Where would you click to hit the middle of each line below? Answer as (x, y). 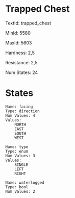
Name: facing (19, 107)
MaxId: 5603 (19, 43)
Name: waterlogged (25, 182)
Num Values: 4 (20, 115)
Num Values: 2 (20, 191)
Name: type (17, 147)
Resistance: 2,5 (21, 62)
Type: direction (22, 111)
